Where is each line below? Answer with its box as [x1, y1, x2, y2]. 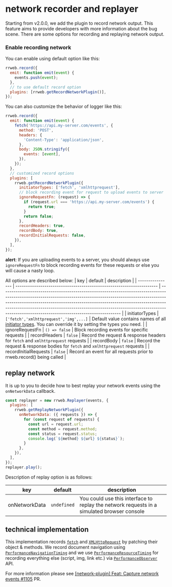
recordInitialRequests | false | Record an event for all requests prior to [5, 348, 154, 355]
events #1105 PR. [5, 576, 41, 582]
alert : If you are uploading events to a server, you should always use [5, 256, 150, 263]
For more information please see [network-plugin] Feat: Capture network [5, 571, 159, 577]
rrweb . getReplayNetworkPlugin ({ [14, 407, 83, 413]
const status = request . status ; [28, 431, 97, 436]
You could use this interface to [79, 494, 153, 502]
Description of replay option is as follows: [5, 474, 93, 480]
